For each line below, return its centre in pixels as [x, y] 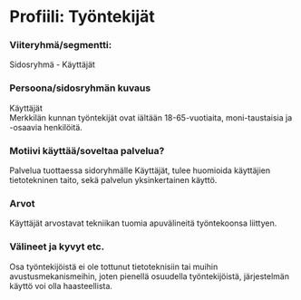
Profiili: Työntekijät [83, 17]
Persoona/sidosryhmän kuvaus [80, 88]
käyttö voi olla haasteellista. [61, 285]
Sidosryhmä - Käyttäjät [52, 64]
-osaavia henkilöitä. [46, 127]
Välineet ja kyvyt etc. [57, 247]
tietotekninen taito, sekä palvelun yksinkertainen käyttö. [113, 180]
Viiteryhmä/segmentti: [61, 45]
